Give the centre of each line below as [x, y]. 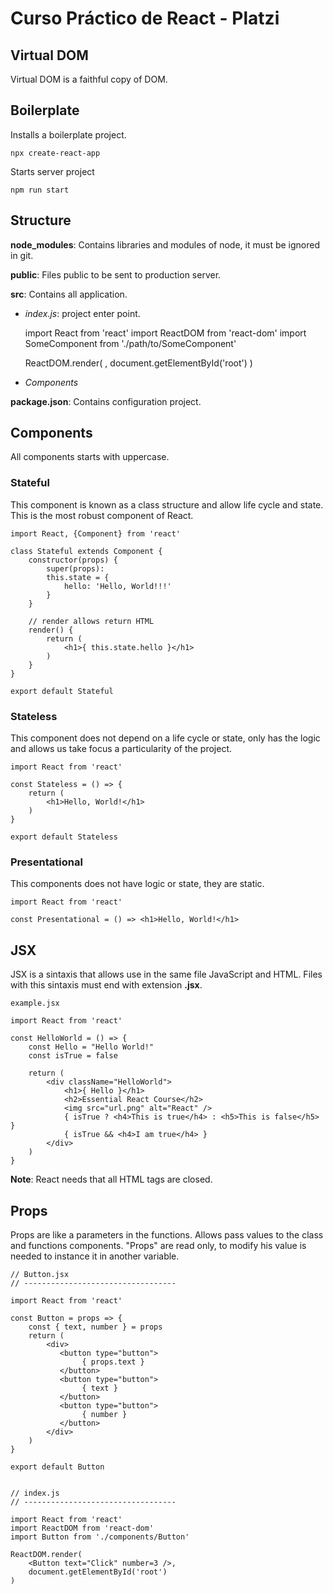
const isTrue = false [73, 1056]
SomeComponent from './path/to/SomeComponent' [130, 343]
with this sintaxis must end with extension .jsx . [106, 985]
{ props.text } [113, 1362]
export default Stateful [62, 691]
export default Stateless [64, 837]
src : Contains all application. [69, 294]
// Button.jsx [40, 1274]
